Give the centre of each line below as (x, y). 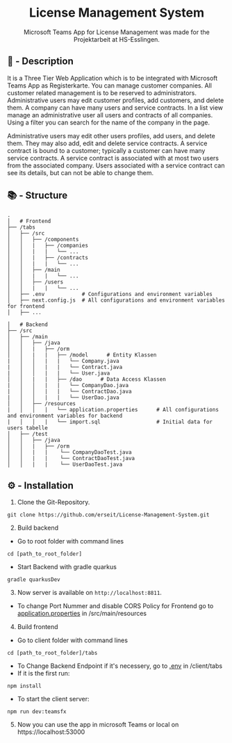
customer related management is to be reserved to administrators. (102, 92)
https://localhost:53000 (51, 732)
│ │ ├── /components (43, 239)
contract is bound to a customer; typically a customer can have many (106, 150)
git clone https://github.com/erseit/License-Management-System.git (108, 515)
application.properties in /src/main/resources (82, 614)
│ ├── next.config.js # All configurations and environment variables (116, 300)
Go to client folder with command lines (73, 640)
